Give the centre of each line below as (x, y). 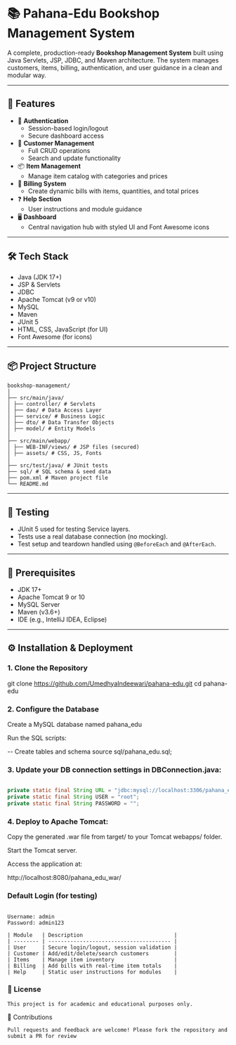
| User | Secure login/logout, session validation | (92, 947)
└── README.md (28, 484)
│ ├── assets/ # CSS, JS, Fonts (54, 454)
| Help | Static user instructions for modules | (92, 972)
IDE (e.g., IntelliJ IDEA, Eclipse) (62, 619)
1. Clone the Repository (47, 668)
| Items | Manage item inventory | (92, 959)
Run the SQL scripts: (37, 737)
